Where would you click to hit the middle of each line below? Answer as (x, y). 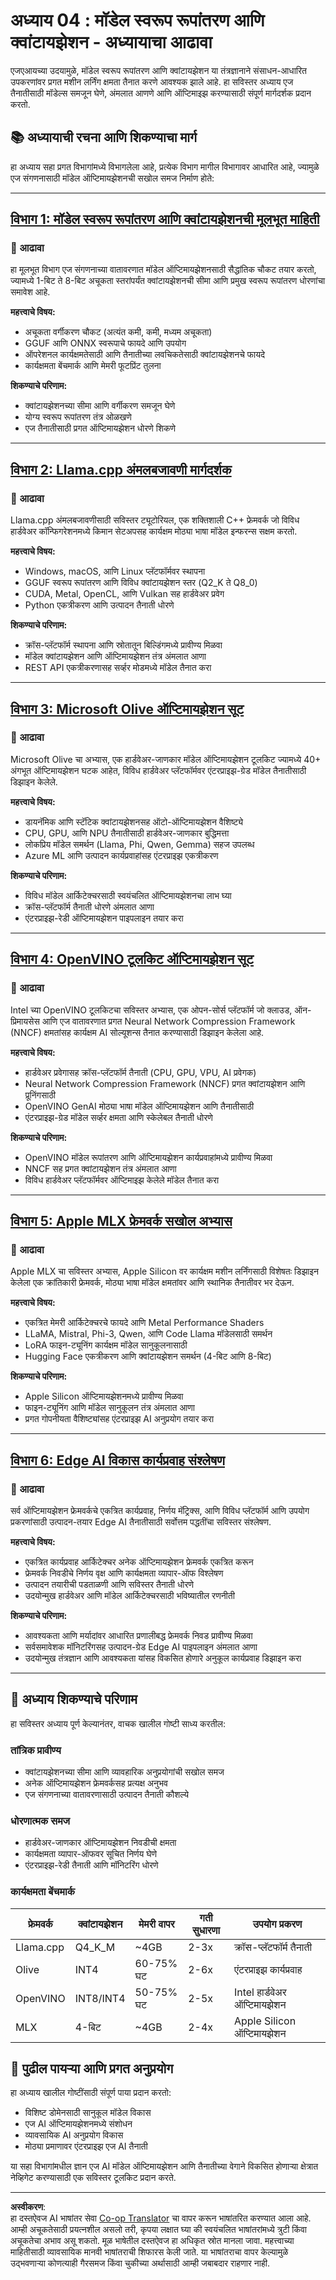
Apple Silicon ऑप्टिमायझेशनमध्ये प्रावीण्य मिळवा (104, 1396)
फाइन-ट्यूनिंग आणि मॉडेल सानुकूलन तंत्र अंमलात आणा (109, 1408)
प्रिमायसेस (25, 1021)
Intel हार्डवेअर (260, 1992)
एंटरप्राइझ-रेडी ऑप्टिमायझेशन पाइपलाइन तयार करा (104, 918)
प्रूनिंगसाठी (40, 1095)
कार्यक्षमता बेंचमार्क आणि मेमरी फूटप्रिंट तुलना (93, 366)
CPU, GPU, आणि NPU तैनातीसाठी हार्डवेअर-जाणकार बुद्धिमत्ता (127, 833)
